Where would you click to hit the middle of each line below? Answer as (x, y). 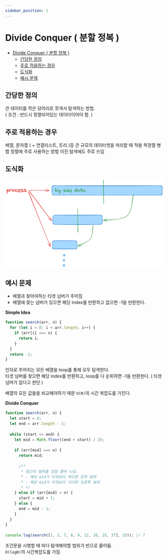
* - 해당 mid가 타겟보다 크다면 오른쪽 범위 (60, 482)
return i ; (29, 338)
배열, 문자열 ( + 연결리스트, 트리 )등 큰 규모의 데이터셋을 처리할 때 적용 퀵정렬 (80, 145)
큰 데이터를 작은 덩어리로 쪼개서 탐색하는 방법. (50, 108)
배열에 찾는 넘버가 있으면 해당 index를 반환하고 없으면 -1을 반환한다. (79, 302)
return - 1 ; (21, 354)
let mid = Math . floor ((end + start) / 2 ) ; (59, 440)
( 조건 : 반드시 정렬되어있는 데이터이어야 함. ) (49, 115)
